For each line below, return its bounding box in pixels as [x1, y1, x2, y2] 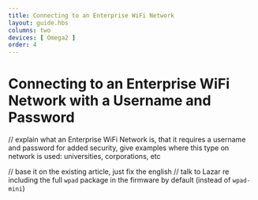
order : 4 [8, 41, 37, 49]
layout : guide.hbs [8, 19, 69, 27]
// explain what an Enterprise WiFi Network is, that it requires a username [8, 135, 246, 145]
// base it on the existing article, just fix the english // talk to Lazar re [8, 167, 230, 176]
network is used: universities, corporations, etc [8, 152, 161, 161]
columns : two [8, 26, 51, 34]
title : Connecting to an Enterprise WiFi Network [8, 11, 175, 20]
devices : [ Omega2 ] [8, 33, 77, 42]
